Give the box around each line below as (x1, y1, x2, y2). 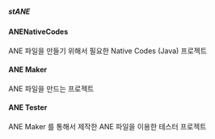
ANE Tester (8, 103, 48, 112)
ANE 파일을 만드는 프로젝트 (8, 83, 95, 93)
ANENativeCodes (8, 27, 69, 36)
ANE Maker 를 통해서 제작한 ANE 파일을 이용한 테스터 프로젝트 (8, 121, 207, 131)
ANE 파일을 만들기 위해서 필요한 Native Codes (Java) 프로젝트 (8, 45, 208, 56)
